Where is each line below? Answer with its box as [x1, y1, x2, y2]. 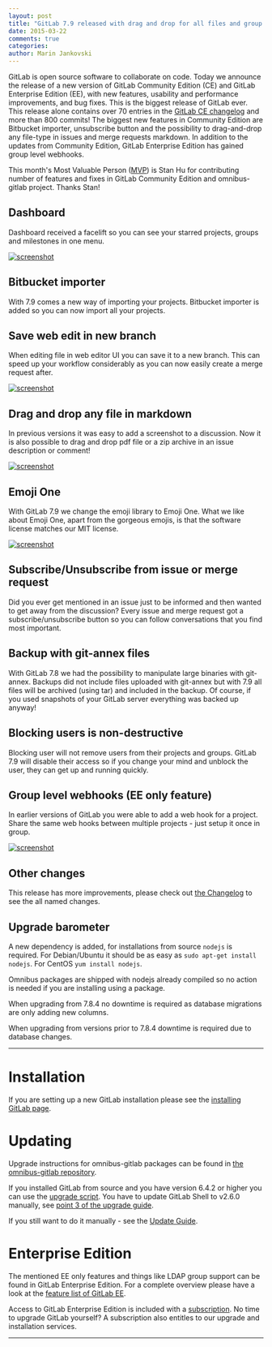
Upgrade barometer [8, 920, 110, 934]
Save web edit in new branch [8, 329, 156, 343]
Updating [8, 1132, 73, 1151]
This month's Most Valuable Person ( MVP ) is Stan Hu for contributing [8, 166, 240, 174]
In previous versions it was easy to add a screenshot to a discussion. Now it [8, 428, 261, 438]
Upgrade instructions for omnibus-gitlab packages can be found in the [8, 1158, 244, 1168]
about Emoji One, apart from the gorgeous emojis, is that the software [8, 515, 241, 525]
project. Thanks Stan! [28, 183, 100, 192]
